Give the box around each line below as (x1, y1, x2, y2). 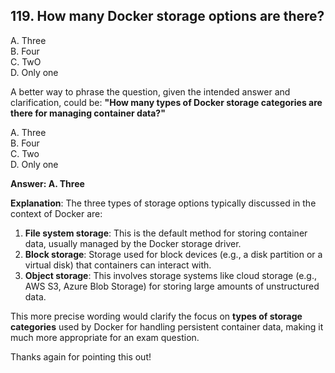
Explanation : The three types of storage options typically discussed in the (10, 197, 317, 209)
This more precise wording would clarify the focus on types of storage (10, 310, 303, 322)
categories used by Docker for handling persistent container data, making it (10, 320, 324, 333)
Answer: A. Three (10, 177, 85, 189)
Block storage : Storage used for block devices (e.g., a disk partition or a (24, 248, 323, 260)
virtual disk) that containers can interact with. (24, 259, 212, 271)
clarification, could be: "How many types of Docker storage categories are (10, 96, 323, 108)
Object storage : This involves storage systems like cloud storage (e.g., (24, 269, 318, 281)
